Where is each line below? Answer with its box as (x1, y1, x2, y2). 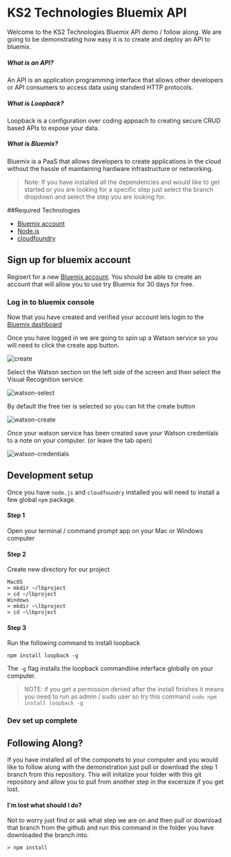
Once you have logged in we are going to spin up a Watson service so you (7, 334, 219, 342)
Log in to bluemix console (7, 297, 95, 307)
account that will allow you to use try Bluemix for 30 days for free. (7, 280, 194, 288)
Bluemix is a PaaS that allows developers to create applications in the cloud (7, 157, 221, 165)
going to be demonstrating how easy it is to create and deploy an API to (7, 35, 210, 43)
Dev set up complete (7, 716, 78, 725)
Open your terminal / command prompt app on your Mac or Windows (7, 526, 203, 534)
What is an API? (7, 58, 54, 66)
